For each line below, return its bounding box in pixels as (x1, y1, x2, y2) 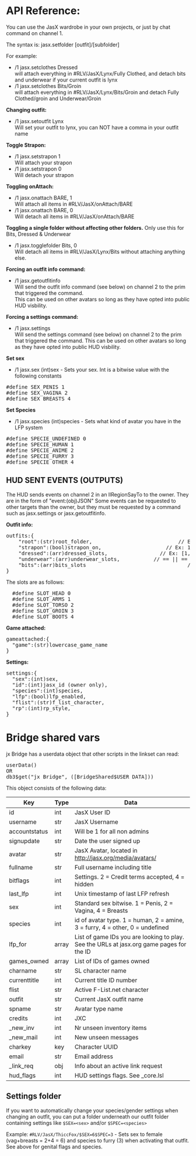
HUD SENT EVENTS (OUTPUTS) (6, 475, 124, 485)
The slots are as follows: (6, 579, 65, 586)
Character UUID (74, 1042, 118, 1050)
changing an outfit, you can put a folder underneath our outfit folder (6, 1113, 169, 1120)
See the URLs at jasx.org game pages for (74, 940, 187, 948)
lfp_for (9, 940, 27, 948)
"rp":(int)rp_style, (12, 705, 71, 712)
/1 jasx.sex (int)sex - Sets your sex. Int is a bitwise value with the (14, 366, 169, 373)
